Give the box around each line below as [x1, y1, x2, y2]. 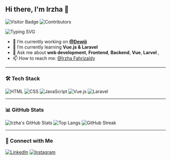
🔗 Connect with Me [5, 138, 53, 145]
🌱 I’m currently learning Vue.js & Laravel [12, 44, 98, 50]
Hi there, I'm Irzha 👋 [5, 5, 69, 14]
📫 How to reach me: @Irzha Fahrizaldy [12, 55, 96, 61]
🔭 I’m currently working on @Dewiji [12, 38, 88, 44]
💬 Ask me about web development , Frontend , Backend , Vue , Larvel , [12, 49, 159, 55]
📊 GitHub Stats [5, 106, 44, 113]
